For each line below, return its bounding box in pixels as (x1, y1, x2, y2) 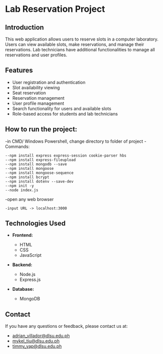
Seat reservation (12, 90, 46, 96)
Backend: (12, 262, 33, 268)
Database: (12, 286, 34, 292)
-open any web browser (5, 196, 54, 202)
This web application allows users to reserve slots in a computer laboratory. (5, 36, 159, 42)
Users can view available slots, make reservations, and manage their (5, 41, 144, 47)
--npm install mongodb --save (5, 161, 67, 166)
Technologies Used (5, 219, 65, 228)
